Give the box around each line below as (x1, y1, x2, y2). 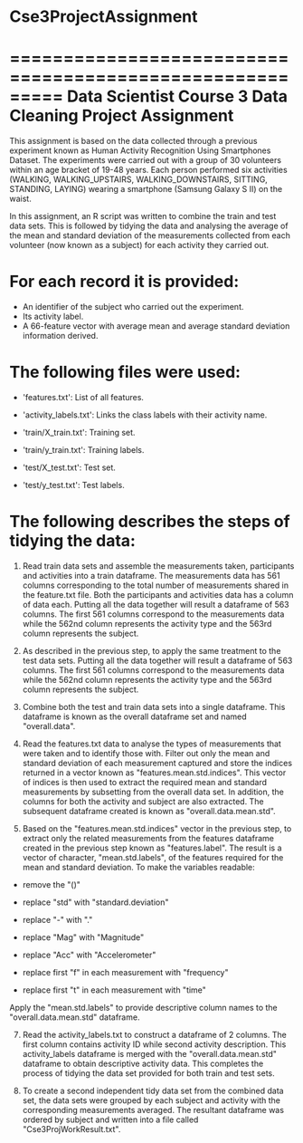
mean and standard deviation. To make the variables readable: (22, 861, 255, 872)
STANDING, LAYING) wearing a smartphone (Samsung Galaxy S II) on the (9, 184, 283, 195)
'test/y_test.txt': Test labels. (22, 480, 125, 490)
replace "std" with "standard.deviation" (22, 897, 169, 908)
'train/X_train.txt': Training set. (22, 427, 136, 437)
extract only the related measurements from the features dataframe (22, 832, 274, 843)
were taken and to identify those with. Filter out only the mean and (22, 747, 270, 758)
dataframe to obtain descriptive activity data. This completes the (22, 1058, 264, 1069)
